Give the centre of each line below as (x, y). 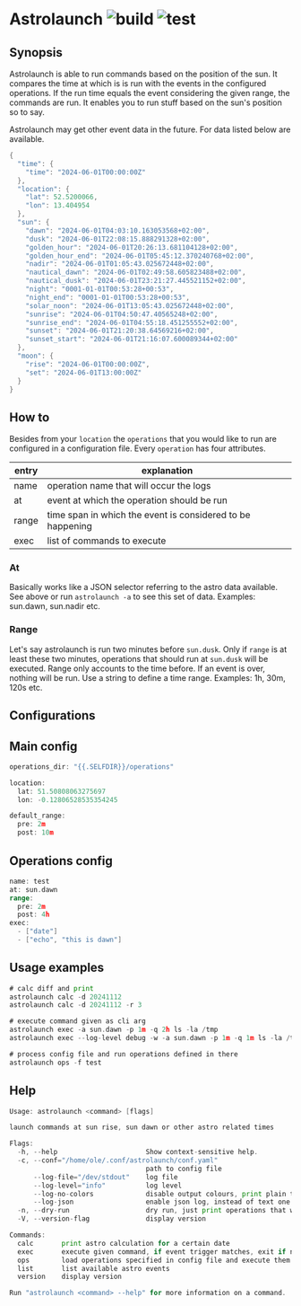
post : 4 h (34, 915)
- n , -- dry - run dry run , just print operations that (152, 1211)
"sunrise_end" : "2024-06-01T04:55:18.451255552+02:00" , (132, 322)
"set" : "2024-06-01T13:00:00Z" (84, 373)
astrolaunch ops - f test (56, 1063)
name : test (30, 881)
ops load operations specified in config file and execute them (154, 1260)
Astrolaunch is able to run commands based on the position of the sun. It (143, 74)
